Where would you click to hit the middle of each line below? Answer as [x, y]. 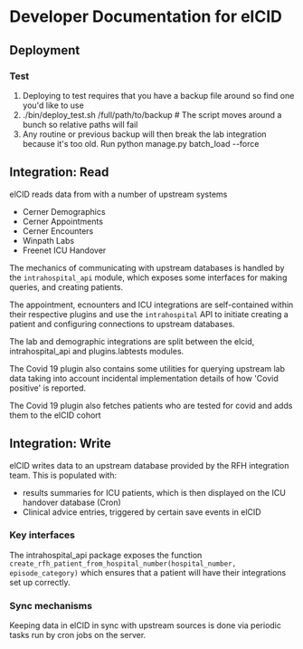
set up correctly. [40, 582]
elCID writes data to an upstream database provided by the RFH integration [149, 465]
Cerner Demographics [64, 211]
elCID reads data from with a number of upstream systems [118, 194]
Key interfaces [42, 535]
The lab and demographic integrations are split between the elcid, [132, 341]
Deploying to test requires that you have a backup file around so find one [158, 95]
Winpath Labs [48, 240]
